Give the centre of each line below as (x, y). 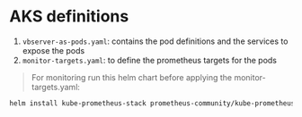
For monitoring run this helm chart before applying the (131, 77)
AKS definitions (69, 17)
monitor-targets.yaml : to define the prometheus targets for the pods (149, 60)
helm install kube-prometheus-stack (78, 103)
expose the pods (53, 50)
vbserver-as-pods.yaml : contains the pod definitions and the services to (155, 41)
